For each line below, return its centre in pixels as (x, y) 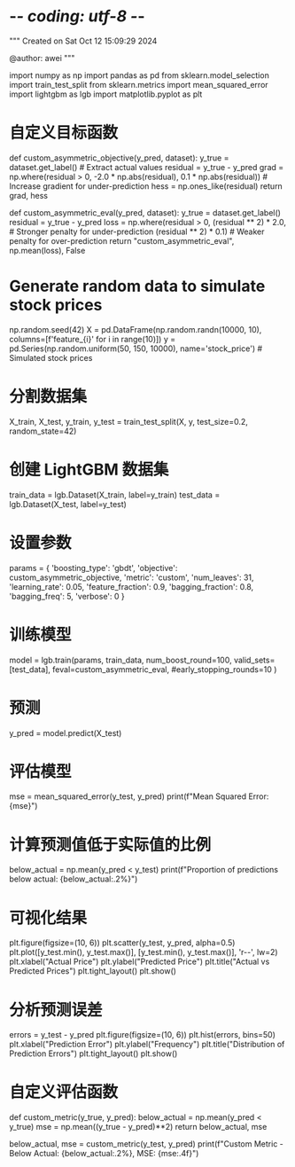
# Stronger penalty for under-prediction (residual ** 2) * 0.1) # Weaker (137, 231)
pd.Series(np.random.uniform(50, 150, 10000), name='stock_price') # (136, 349)
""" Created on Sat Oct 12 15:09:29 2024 (83, 41)
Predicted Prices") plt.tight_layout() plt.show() (93, 971)
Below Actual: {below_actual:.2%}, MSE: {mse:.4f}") (104, 1154)
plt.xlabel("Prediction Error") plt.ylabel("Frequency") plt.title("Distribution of (147, 1045)
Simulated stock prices (51, 357)
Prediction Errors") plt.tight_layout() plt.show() (93, 1053)
